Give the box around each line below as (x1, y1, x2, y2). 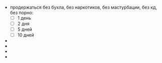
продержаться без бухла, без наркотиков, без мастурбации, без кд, (10, 5, 157, 10)
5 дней (17, 26, 33, 32)
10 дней (17, 32, 34, 38)
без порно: (10, 10, 34, 16)
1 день (17, 15, 31, 21)
